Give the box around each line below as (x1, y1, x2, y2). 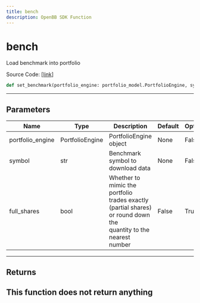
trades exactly (109, 196, 149, 204)
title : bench (6, 8, 39, 15)
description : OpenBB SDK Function (6, 14, 92, 20)
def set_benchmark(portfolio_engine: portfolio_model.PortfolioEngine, (6, 83, 187, 89)
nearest (109, 233, 130, 241)
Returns (6, 267, 37, 277)
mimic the (109, 181, 137, 190)
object (109, 140, 127, 148)
